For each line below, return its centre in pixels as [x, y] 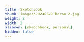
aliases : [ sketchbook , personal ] [39, 28]
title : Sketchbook [24, 9]
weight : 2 [15, 18]
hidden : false [19, 32]
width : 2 [14, 23]
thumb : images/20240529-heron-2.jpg [42, 14]
